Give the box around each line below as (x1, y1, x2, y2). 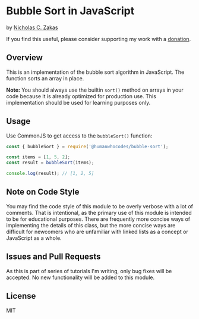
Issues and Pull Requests (6, 252, 101, 262)
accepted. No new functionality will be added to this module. (6, 274, 155, 281)
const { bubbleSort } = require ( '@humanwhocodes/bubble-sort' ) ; (6, 143, 169, 149)
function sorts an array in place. (6, 74, 84, 82)
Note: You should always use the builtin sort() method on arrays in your (6, 86, 184, 93)
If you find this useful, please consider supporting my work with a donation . (6, 35, 191, 42)
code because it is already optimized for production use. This (6, 92, 156, 99)
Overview (6, 52, 43, 63)
